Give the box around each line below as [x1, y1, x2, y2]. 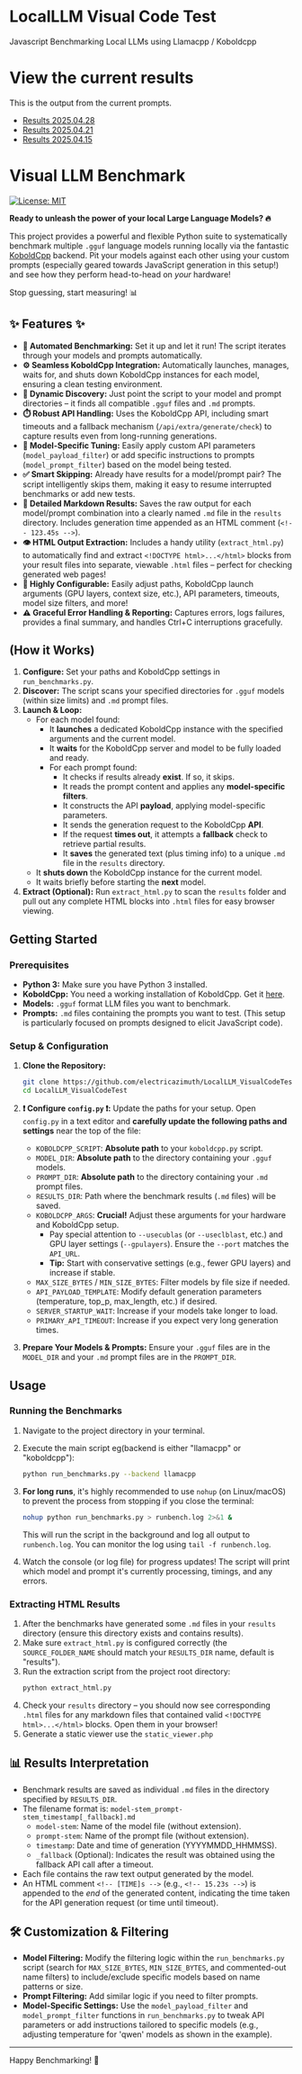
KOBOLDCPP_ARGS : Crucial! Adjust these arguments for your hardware [35, 1210, 286, 1221]
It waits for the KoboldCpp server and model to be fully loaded [49, 743, 281, 753]
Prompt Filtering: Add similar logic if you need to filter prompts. [22, 1991, 259, 2002]
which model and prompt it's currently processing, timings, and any [22, 1565, 272, 1576]
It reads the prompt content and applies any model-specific [62, 781, 286, 792]
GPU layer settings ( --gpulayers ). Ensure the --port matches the [49, 1239, 289, 1249]
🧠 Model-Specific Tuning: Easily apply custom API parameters [22, 439, 256, 451]
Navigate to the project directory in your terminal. [22, 1425, 205, 1436]
